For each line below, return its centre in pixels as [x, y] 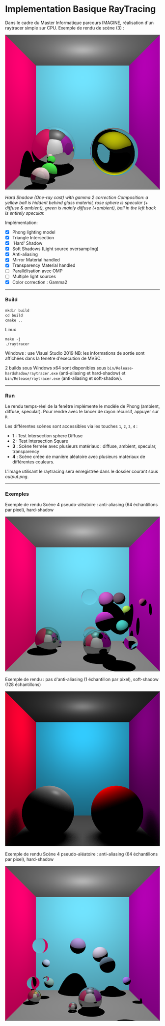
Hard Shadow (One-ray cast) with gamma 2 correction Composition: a [77, 197]
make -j [13, 339]
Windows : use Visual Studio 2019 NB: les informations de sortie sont [75, 353]
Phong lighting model [34, 232]
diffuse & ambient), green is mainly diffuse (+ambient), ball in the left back [81, 208]
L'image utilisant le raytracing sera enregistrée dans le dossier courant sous [82, 471]
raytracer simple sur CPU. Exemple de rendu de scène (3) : [65, 28]
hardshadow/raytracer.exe [31, 373]
